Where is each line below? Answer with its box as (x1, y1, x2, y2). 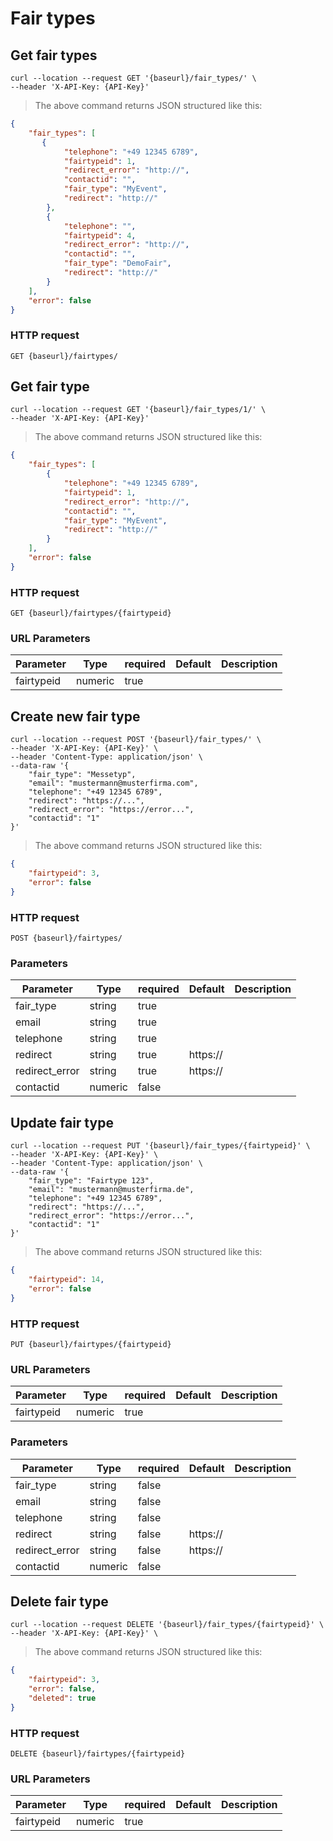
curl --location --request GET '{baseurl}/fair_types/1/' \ (10, 405, 267, 415)
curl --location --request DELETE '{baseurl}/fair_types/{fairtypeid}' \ (10, 1620, 325, 1630)
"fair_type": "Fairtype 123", (28, 1176, 155, 1186)
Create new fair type (10, 708, 141, 725)
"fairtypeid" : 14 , (28, 1275, 105, 1285)
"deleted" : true (28, 1693, 97, 1703)
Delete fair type (10, 1593, 109, 1610)
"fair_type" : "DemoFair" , (63, 258, 172, 269)
